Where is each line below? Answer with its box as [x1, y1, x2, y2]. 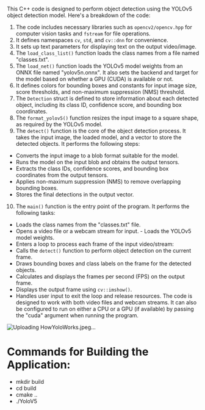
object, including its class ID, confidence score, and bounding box [15, 101, 182, 109]
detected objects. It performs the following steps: [15, 140, 140, 147]
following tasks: [15, 209, 56, 216]
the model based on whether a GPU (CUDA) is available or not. [15, 76, 174, 82]
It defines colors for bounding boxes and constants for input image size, [15, 82, 197, 89]
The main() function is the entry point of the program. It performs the [15, 203, 190, 210]
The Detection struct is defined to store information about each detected [15, 95, 199, 102]
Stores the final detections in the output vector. [15, 191, 134, 198]
